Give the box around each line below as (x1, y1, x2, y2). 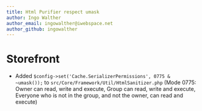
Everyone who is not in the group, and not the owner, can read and (15, 92, 183, 99)
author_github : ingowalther (6, 26, 78, 32)
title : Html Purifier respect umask (6, 9, 99, 15)
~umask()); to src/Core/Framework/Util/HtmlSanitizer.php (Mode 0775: (15, 79, 197, 86)
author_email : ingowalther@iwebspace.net (6, 20, 114, 26)
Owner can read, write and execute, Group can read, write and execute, (15, 85, 196, 93)
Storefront (6, 52, 60, 66)
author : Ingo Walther (6, 15, 62, 21)
